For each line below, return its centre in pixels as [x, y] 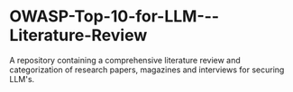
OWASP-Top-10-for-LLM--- [114, 17]
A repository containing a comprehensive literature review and [125, 60]
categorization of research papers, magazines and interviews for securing [147, 70]
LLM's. [22, 79]
